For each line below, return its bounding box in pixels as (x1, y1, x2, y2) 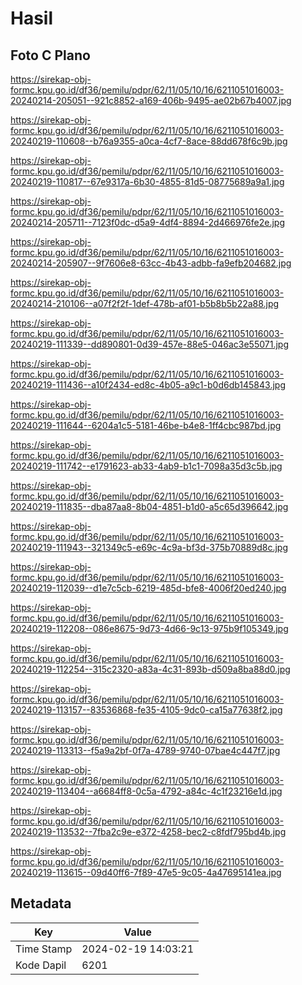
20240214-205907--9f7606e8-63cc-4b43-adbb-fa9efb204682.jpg (10, 257, 292, 269)
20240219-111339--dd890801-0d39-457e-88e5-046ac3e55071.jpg (10, 338, 289, 350)
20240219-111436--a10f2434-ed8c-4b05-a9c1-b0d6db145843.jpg (10, 379, 286, 391)
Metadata (10, 895, 72, 912)
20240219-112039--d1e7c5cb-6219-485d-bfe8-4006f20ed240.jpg (10, 582, 287, 594)
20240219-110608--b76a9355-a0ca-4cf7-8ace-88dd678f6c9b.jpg (10, 135, 288, 147)
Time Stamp (15, 942, 73, 956)
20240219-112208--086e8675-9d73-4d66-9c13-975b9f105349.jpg (10, 623, 289, 634)
